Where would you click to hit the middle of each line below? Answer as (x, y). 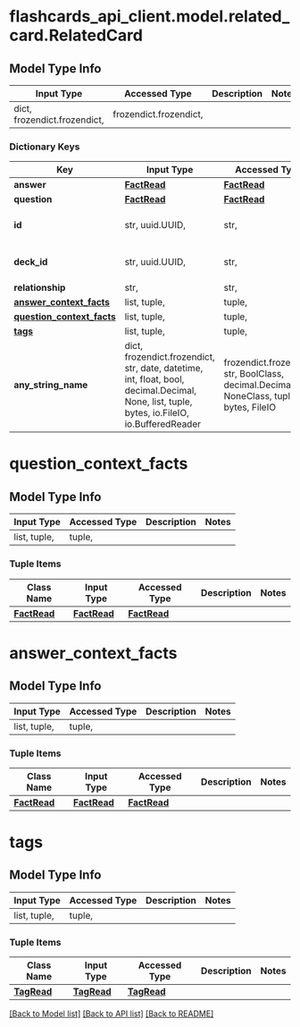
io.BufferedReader (163, 424)
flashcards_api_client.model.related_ (150, 17)
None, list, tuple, (158, 402)
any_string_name (51, 385)
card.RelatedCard (76, 35)
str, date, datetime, (164, 369)
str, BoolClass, (254, 374)
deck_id (31, 262)
